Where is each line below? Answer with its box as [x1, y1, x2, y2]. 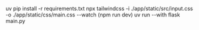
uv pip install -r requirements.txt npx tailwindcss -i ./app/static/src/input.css [5, 5, 193, 12]
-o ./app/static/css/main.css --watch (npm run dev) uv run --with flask [5, 11, 180, 18]
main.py [5, 18, 25, 24]
